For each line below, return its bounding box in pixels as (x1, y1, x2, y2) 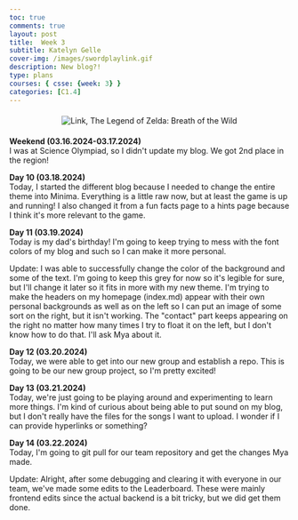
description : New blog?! (9, 63, 101, 72)
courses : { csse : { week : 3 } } (9, 79, 122, 88)
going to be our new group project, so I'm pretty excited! (9, 365, 216, 376)
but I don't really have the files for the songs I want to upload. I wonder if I (9, 411, 280, 421)
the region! (9, 155, 49, 165)
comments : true (9, 21, 66, 30)
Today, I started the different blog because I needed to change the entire (9, 181, 276, 192)
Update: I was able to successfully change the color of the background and (9, 263, 286, 274)
